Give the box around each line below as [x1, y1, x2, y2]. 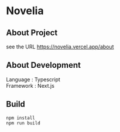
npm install [6, 115, 35, 121]
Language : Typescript [6, 75, 60, 83]
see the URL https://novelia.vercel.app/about [6, 43, 114, 50]
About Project [6, 28, 58, 38]
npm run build [6, 120, 41, 126]
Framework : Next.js [6, 82, 54, 89]
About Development [6, 60, 81, 70]
